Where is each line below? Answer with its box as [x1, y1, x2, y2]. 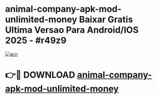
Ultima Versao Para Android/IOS [5, 25, 139, 35]
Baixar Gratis [79, 14, 133, 25]
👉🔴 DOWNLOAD [5, 69, 75, 81]
